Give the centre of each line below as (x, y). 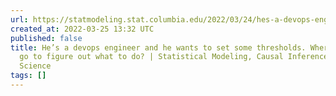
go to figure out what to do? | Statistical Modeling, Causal (151, 57)
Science (35, 66)
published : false (46, 38)
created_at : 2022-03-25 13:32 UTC (82, 29)
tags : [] (28, 76)
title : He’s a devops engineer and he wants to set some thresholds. (158, 47)
